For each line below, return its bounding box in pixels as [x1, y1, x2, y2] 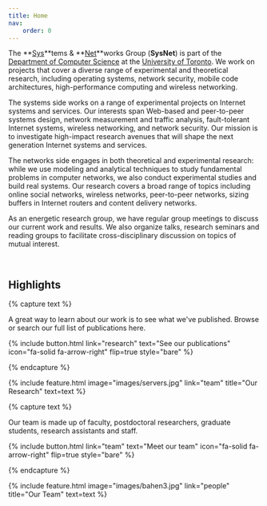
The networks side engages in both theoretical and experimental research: [8, 156, 254, 165]
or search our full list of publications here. [8, 323, 146, 333]
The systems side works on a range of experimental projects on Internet [8, 98, 246, 108]
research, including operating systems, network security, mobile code [8, 74, 238, 84]
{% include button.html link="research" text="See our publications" [8, 339, 231, 349]
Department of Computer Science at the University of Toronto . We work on [8, 57, 255, 66]
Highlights [8, 277, 62, 292]
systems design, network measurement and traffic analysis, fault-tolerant [8, 115, 250, 125]
